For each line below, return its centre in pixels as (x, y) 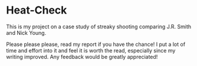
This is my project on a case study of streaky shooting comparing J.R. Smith (99, 27)
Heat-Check (37, 10)
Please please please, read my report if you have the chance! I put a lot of (96, 44)
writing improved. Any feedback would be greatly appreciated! (82, 57)
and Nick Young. (26, 32)
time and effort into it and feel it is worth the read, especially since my (91, 50)
